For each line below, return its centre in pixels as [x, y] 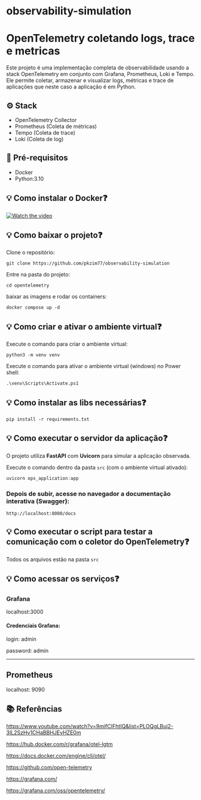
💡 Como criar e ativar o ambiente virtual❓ [84, 326]
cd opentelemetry [28, 285]
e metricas [33, 51]
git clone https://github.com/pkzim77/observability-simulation [88, 264]
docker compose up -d [33, 308]
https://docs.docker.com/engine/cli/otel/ [56, 756]
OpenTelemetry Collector [46, 120]
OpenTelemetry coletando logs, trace [100, 39]
